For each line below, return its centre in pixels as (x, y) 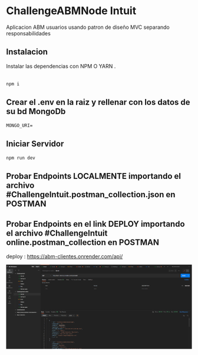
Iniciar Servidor (35, 143)
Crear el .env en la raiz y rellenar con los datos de (98, 102)
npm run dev (21, 158)
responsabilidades (29, 33)
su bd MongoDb (36, 111)
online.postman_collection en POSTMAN (82, 242)
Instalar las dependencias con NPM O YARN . (61, 66)
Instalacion (27, 52)
